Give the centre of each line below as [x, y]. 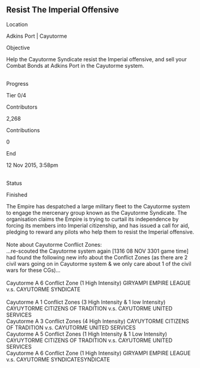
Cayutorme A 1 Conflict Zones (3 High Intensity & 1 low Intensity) [86, 302]
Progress [17, 83]
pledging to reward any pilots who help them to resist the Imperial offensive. [100, 232]
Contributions [23, 130]
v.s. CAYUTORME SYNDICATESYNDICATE [58, 359]
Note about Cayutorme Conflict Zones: [54, 244]
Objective [18, 47]
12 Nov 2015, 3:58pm [32, 165]
